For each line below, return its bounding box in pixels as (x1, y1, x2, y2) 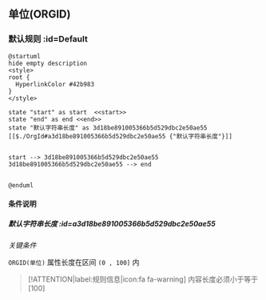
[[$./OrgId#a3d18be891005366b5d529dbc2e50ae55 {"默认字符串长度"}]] (8, 132, 233, 140)
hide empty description (8, 59, 88, 67)
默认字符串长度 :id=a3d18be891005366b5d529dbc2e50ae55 (8, 218, 216, 228)
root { (8, 73, 30, 82)
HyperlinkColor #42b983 (15, 80, 94, 88)
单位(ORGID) (8, 7, 71, 22)
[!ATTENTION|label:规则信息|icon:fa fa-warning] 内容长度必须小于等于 (27, 274, 258, 284)
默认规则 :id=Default (8, 34, 88, 45)
